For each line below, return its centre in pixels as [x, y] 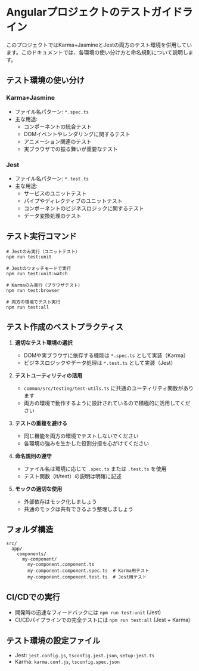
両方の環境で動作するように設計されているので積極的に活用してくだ [107, 403]
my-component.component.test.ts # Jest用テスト [87, 577]
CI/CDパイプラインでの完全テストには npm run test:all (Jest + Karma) [102, 620]
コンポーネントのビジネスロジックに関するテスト [84, 208]
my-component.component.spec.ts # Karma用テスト [89, 571]
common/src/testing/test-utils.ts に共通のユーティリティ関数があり [108, 388]
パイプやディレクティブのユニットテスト [73, 201]
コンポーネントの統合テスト [58, 127]
